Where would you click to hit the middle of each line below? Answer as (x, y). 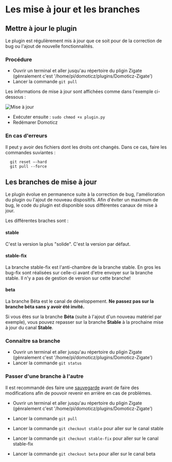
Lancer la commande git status (47, 363)
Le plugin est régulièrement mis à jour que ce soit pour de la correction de (84, 41)
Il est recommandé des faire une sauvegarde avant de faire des (72, 387)
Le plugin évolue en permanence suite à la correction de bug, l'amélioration (85, 194)
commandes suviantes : (31, 152)
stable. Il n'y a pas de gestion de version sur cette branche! (68, 278)
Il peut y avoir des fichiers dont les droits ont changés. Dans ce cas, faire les (86, 147)
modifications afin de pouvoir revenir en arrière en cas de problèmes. (79, 393)
